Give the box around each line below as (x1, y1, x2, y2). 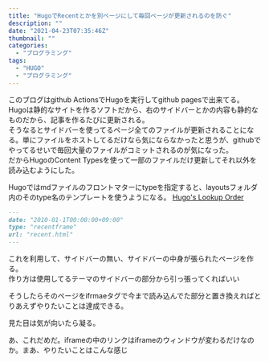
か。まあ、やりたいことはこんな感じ (8, 345, 128, 355)
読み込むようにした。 (8, 165, 79, 175)
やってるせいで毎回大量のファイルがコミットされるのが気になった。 (8, 145, 233, 154)
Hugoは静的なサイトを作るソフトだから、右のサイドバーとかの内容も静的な (8, 105, 259, 114)
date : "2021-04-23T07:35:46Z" (8, 27, 110, 35)
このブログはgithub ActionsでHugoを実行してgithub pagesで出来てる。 (8, 94, 244, 105)
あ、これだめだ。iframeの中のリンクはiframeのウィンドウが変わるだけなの (8, 335, 255, 344)
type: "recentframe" (8, 223, 78, 232)
